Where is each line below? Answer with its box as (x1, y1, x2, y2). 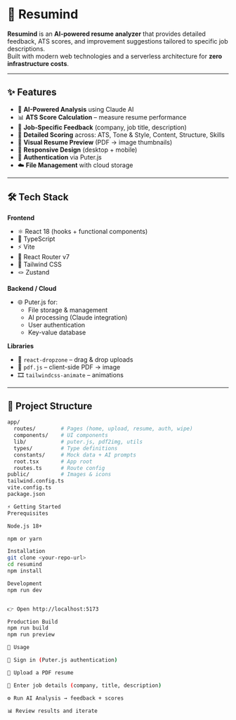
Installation (7, 548, 46, 555)
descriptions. (7, 44, 46, 53)
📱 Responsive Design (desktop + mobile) (17, 145, 138, 154)
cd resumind (7, 561, 42, 568)
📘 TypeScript (17, 235, 55, 243)
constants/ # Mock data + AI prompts (13, 451, 137, 459)
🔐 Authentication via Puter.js (17, 152, 102, 161)
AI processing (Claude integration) (27, 313, 128, 322)
